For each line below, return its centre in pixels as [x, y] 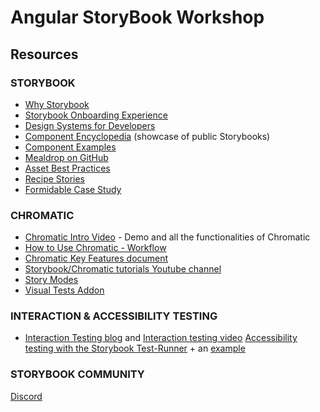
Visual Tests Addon [64, 290]
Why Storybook [57, 104]
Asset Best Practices [67, 168]
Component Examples [70, 147]
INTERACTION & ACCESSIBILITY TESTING [114, 316]
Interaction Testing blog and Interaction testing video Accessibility [161, 338]
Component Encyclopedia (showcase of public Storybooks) [147, 136]
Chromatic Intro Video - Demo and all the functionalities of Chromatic [167, 237]
